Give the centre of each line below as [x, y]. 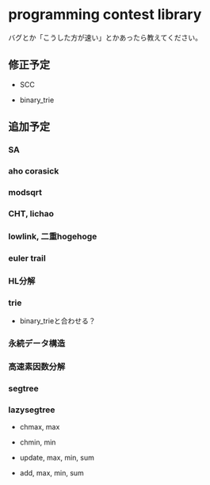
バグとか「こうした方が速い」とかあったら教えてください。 [105, 37]
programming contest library [105, 15]
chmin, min [38, 442]
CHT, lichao [31, 213]
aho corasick [34, 170]
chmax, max [40, 426]
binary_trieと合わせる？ [58, 321]
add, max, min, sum [52, 472]
